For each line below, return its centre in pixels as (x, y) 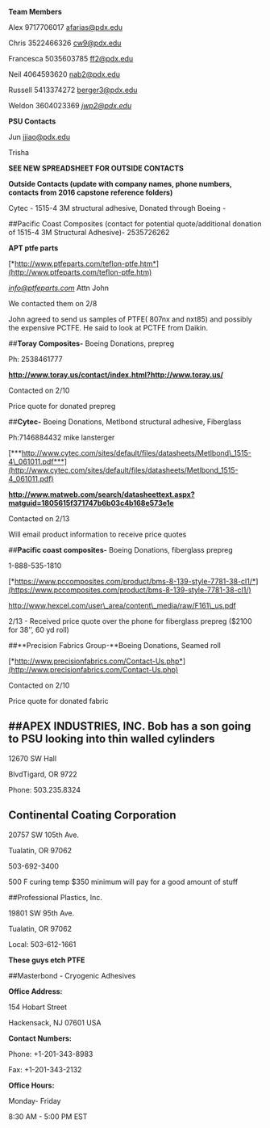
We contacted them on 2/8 (53, 303)
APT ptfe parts (33, 248)
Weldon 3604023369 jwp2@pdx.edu (70, 105)
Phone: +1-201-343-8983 (51, 1054)
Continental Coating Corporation (92, 815)
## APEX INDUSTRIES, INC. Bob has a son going (130, 726)
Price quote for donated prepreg (62, 406)
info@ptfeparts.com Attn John (58, 288)
